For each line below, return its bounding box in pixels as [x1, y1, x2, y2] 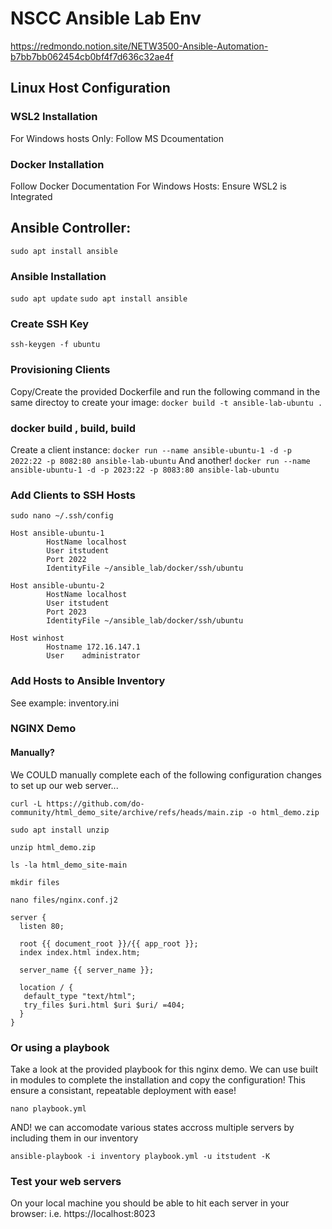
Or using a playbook [10, 1040, 110, 1054]
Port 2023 [46, 607, 87, 617]
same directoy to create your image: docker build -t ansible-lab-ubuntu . [10, 396, 323, 408]
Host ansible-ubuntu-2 [10, 581, 105, 591]
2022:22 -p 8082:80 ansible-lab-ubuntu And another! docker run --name [10, 454, 311, 466]
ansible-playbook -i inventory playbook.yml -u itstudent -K [10, 1151, 271, 1161]
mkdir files [10, 877, 60, 887]
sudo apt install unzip [10, 825, 110, 835]
